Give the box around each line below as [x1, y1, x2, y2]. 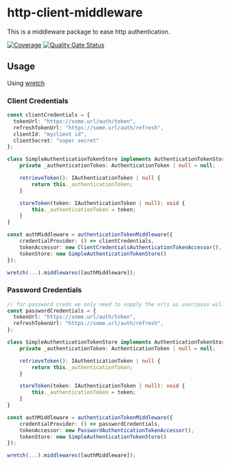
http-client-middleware [7, 5, 143, 21]
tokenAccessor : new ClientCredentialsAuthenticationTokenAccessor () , [19, 243, 222, 251]
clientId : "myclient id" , [13, 130, 88, 138]
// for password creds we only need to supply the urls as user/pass [7, 300, 210, 308]
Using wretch [7, 79, 45, 87]
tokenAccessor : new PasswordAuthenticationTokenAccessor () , [19, 427, 194, 433]
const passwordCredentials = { [7, 307, 97, 314]
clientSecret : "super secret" [13, 137, 99, 144]
